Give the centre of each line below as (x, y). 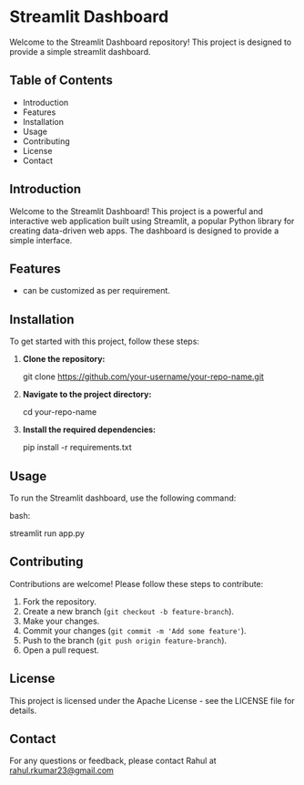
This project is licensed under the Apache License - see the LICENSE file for (152, 700)
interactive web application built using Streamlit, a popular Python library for (152, 221)
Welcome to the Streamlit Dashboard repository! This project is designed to (151, 42)
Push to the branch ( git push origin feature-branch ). (125, 640)
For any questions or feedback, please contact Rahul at (113, 761)
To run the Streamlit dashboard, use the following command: (123, 498)
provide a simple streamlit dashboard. (81, 51)
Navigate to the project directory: (87, 395)
